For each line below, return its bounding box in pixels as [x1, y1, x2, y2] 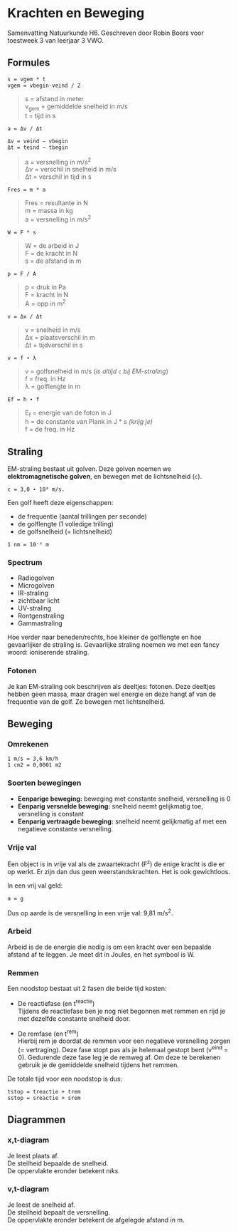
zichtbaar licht [17, 596, 60, 605]
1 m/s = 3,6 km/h [7, 755, 59, 763]
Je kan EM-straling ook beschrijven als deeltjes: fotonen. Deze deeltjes [7, 682, 216, 690]
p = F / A [7, 270, 37, 277]
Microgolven [17, 581, 55, 590]
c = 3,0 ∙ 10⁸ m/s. [7, 486, 65, 493]
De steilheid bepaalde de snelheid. [7, 1159, 109, 1168]
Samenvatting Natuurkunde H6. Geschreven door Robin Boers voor [7, 28, 204, 37]
